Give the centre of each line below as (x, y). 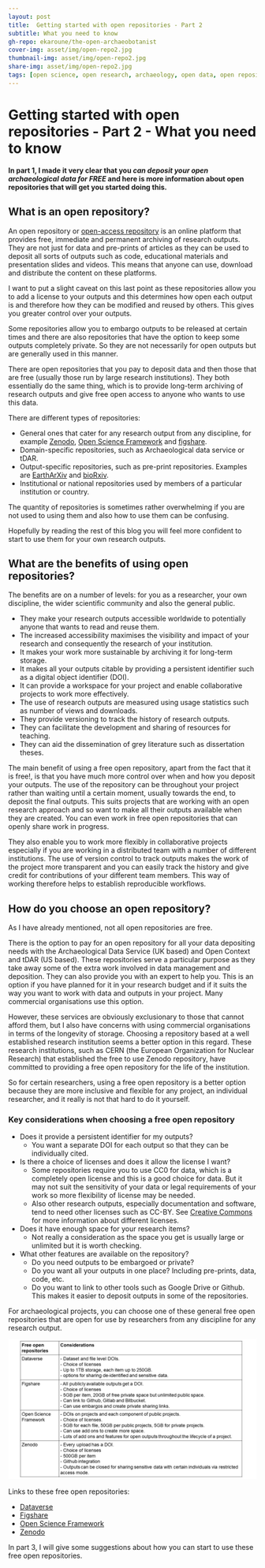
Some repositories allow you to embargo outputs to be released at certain (128, 328)
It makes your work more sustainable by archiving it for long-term (126, 652)
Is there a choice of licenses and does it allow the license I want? (125, 1162)
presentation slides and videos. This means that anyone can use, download (131, 264)
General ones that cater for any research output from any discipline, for (135, 433)
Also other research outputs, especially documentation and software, (144, 1204)
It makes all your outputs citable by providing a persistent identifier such (137, 669)
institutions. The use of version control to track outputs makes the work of (129, 859)
